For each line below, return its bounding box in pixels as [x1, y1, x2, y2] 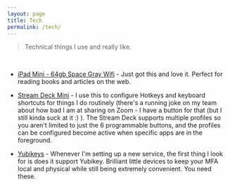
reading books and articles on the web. [17, 77, 132, 86]
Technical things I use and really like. [24, 43, 132, 51]
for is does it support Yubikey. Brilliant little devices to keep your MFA [17, 157, 219, 166]
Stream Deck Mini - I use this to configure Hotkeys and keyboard [17, 91, 205, 99]
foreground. [17, 136, 53, 144]
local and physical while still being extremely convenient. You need [17, 165, 212, 173]
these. [17, 172, 37, 180]
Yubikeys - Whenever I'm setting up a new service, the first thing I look [17, 149, 224, 159]
